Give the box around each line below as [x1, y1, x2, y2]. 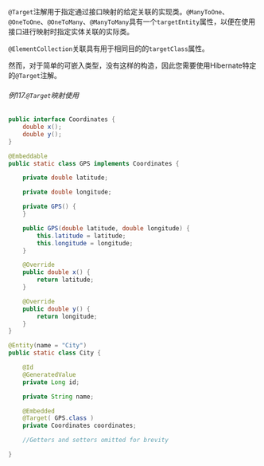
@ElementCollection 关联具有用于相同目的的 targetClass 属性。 [8, 44, 209, 53]
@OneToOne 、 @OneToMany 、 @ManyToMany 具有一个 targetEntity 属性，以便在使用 [8, 17, 256, 26]
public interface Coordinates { [8, 116, 115, 123]
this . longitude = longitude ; [37, 239, 134, 247]
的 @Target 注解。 [8, 71, 62, 80]
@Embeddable [8, 152, 48, 160]
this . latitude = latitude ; [37, 232, 126, 240]
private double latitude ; [22, 174, 109, 182]
